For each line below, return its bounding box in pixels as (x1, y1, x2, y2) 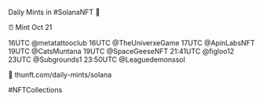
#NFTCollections (8, 85, 63, 94)
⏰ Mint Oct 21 (8, 23, 53, 31)
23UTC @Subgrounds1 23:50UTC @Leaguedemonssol (8, 55, 186, 64)
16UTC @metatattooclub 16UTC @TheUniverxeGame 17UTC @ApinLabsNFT (8, 38, 255, 47)
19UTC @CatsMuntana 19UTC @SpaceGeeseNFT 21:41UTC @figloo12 (8, 47, 235, 56)
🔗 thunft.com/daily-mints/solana (8, 70, 112, 79)
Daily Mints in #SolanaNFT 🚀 (8, 8, 100, 16)
